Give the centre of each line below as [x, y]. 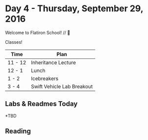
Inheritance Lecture [53, 62]
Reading [18, 131]
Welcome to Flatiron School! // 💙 [37, 32]
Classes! [14, 42]
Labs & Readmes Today [41, 104]
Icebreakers [45, 78]
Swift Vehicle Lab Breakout [62, 86]
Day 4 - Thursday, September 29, [74, 9]
